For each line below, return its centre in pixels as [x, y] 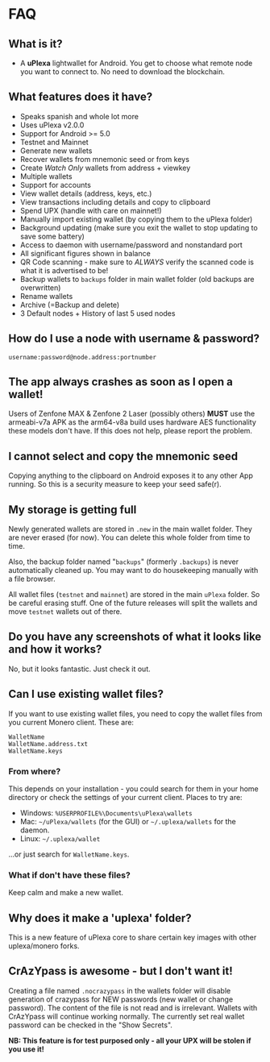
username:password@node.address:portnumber [83, 357]
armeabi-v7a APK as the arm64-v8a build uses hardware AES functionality [132, 422]
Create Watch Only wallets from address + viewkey [105, 168]
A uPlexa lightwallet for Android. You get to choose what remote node [136, 63]
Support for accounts [55, 185]
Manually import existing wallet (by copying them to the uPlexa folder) [136, 219]
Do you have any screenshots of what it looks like [135, 637]
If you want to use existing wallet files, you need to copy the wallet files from [135, 713]
